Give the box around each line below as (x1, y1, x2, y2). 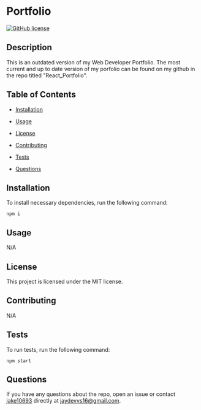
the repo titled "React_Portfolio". (6, 72, 88, 79)
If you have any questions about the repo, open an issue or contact (6, 390, 176, 398)
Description (6, 42, 52, 53)
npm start (6, 357, 32, 364)
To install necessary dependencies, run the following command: (6, 199, 168, 207)
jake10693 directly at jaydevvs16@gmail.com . (6, 397, 121, 404)
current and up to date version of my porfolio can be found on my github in (6, 65, 195, 72)
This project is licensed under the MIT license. (6, 278, 123, 285)
